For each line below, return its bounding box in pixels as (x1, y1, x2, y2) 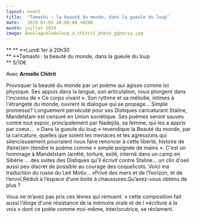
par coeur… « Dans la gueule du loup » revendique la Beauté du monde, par (6, 126, 191, 133)
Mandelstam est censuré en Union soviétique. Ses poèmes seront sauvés (6, 113, 184, 120)
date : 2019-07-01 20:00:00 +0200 (6, 19, 94, 25)
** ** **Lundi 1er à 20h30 (6, 46, 70, 53)
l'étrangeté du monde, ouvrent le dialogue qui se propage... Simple (6, 100, 168, 108)
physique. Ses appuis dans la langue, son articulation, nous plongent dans (6, 88, 186, 95)
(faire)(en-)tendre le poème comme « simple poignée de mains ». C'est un (6, 145, 186, 152)
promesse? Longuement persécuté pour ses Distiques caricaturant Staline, (6, 107, 188, 114)
